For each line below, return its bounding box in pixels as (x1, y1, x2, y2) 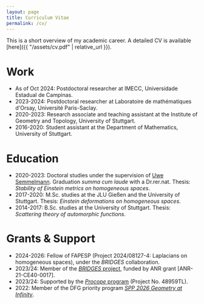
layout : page (6, 9, 39, 15)
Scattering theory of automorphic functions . (15, 211, 126, 218)
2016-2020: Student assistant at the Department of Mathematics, (15, 124, 178, 131)
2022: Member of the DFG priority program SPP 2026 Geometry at (15, 285, 183, 292)
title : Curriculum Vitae (6, 15, 69, 21)
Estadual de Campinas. (15, 91, 73, 99)
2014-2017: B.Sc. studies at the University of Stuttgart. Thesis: (15, 204, 171, 211)
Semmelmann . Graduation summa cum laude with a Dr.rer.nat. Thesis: (15, 178, 191, 186)
